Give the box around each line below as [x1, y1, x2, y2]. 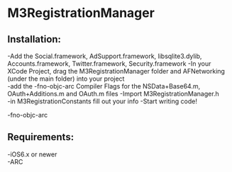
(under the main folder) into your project [7, 74, 125, 83]
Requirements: [7, 131, 74, 143]
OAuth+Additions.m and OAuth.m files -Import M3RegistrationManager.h [7, 90, 220, 98]
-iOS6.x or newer [7, 150, 57, 159]
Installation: [7, 33, 62, 45]
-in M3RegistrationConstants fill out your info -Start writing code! [7, 97, 197, 105]
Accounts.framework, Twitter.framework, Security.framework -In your [7, 59, 211, 68]
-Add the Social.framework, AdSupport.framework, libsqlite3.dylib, [7, 52, 202, 60]
